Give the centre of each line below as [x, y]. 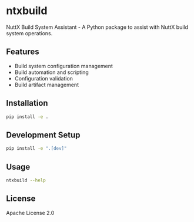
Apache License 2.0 [30, 213]
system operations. [29, 33]
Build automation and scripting [52, 72]
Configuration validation [44, 78]
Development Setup [43, 135]
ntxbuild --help [26, 180]
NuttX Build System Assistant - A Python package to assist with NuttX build [97, 27]
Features [23, 52]
